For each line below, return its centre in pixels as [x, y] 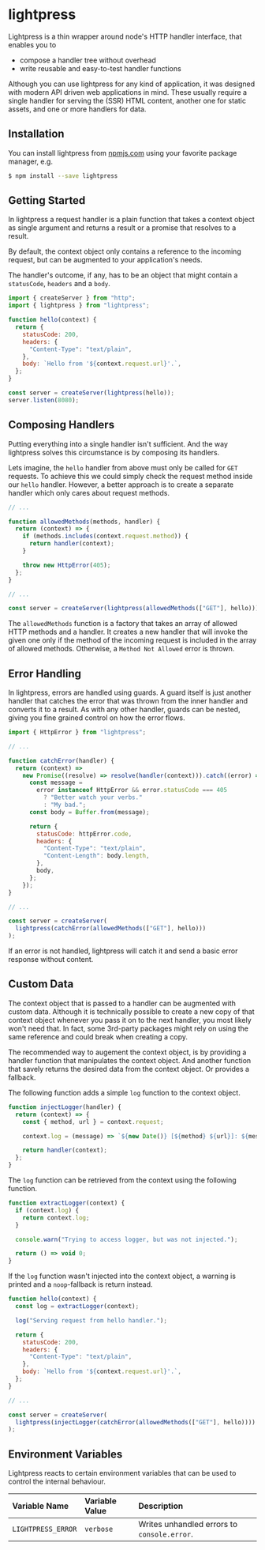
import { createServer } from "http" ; [72, 298]
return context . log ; [56, 1218]
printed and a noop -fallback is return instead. [80, 1284]
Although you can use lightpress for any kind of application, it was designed [132, 84]
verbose [99, 1529]
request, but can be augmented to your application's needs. [105, 260]
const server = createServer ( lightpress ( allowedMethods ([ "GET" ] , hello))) [134, 609]
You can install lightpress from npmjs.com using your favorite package [123, 153]
